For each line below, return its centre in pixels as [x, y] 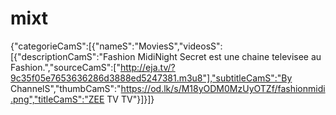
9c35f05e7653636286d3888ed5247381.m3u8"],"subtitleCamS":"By [151, 78]
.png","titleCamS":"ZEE [57, 99]
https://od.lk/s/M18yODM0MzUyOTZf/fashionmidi [223, 88]
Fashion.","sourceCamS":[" [65, 67]
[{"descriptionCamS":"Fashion [73, 56]
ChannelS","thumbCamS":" [66, 88]
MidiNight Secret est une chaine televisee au [229, 56]
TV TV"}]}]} [130, 99]
